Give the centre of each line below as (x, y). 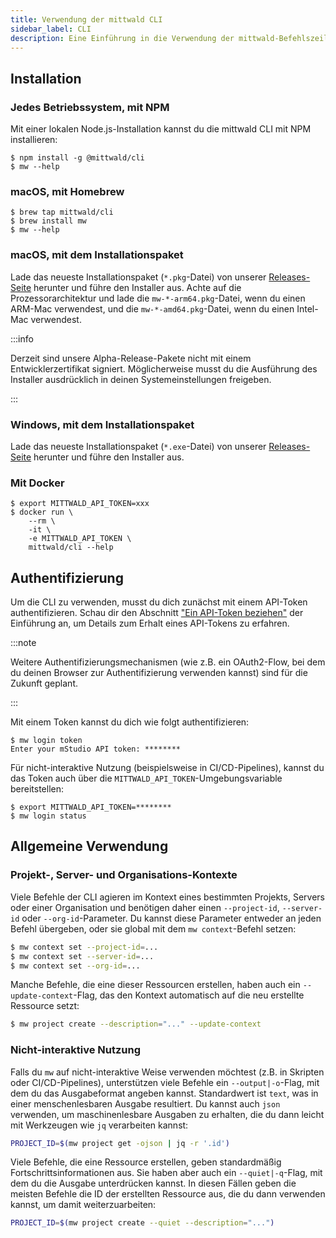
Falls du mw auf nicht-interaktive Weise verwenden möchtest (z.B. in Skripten (167, 1072)
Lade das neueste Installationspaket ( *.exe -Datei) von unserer (138, 446)
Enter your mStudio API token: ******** (96, 749)
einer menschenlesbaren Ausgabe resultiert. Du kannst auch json (145, 1103)
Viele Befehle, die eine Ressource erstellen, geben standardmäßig (146, 1162)
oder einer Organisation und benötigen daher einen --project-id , (145, 907)
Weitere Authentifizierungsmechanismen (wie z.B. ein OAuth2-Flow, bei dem (168, 662)
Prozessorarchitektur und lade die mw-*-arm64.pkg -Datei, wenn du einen (158, 298)
